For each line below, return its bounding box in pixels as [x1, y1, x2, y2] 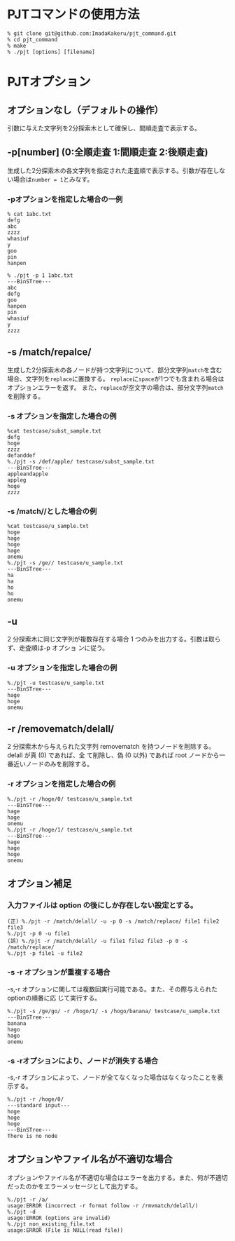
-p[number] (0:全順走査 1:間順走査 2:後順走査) [7, 147, 208, 158]
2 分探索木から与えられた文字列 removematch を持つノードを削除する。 [7, 742, 215, 751]
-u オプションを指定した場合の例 [7, 663, 117, 673]
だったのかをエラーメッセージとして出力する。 [7, 1182, 142, 1191]
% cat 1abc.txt [7, 211, 52, 218]
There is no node [7, 1132, 58, 1139]
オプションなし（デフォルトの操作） [7, 104, 164, 116]
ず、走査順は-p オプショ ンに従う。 [7, 644, 109, 652]
